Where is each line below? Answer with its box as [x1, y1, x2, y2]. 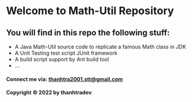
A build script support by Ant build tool [14, 56, 110, 62]
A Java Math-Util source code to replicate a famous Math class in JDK [14, 43, 187, 50]
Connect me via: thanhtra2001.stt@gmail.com [6, 75, 123, 83]
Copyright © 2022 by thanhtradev [6, 89, 92, 96]
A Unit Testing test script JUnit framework [14, 50, 117, 57]
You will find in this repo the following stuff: [6, 28, 170, 38]
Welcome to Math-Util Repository [6, 4, 174, 18]
